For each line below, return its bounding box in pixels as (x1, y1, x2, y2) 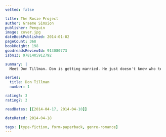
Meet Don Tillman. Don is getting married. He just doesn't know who (9, 66, 156, 71)
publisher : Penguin (5, 25, 45, 30)
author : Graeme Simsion (5, 21, 54, 26)
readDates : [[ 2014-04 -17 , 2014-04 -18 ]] (5, 106, 87, 111)
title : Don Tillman (9, 80, 50, 85)
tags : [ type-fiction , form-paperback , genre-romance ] (5, 124, 119, 130)
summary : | (5, 62, 28, 67)
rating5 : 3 (5, 93, 28, 98)
